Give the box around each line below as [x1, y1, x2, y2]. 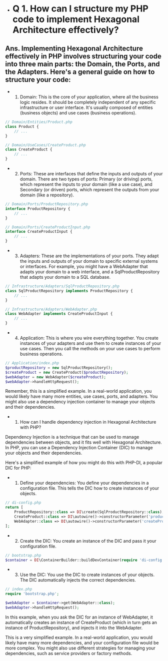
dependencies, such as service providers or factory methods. [5, 650, 132, 656]
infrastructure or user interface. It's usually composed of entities [19, 104, 153, 110]
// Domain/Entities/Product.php [5, 119, 72, 124]
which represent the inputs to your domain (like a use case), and [19, 181, 152, 187]
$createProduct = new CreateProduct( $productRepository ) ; [5, 370, 128, 375]
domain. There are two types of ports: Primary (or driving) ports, [19, 176, 153, 182]
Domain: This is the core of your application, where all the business [19, 94, 158, 100]
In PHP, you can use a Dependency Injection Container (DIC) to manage [5, 445, 153, 451]
